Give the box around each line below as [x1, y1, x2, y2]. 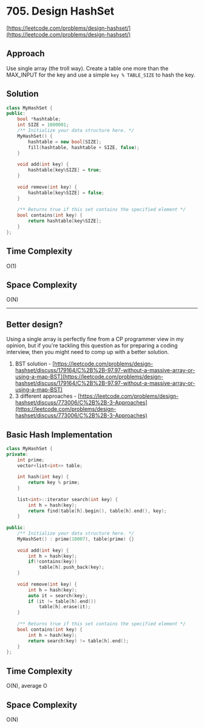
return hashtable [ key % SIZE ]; [28, 218, 102, 224]
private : [6, 451, 29, 457]
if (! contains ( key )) [28, 558, 78, 565]
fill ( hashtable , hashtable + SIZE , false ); [28, 144, 140, 150]
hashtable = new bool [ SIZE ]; [28, 139, 102, 145]
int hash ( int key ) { [17, 474, 69, 480]
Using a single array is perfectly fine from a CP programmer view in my [6, 336, 184, 343]
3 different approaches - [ [15, 392, 80, 400]
